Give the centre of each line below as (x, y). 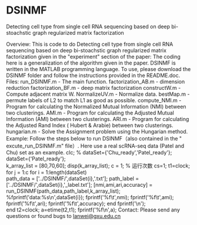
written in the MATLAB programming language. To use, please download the (98, 69)
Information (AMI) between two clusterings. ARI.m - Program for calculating (98, 119)
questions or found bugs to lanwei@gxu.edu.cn (64, 216)
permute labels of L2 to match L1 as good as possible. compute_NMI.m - (94, 100)
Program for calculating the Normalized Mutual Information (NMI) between (96, 106)
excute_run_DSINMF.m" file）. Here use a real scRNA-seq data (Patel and (95, 146)
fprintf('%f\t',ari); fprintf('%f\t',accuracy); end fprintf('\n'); (76, 203)
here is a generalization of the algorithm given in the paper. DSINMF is (91, 63)
